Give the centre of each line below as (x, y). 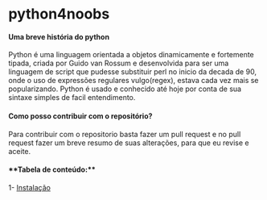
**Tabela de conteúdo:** (52, 169)
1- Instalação (29, 187)
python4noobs (59, 14)
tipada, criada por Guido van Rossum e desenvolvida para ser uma (119, 63)
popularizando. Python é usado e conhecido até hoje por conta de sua (125, 89)
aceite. (20, 151)
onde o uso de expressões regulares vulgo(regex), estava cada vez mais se (133, 81)
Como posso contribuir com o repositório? (80, 116)
